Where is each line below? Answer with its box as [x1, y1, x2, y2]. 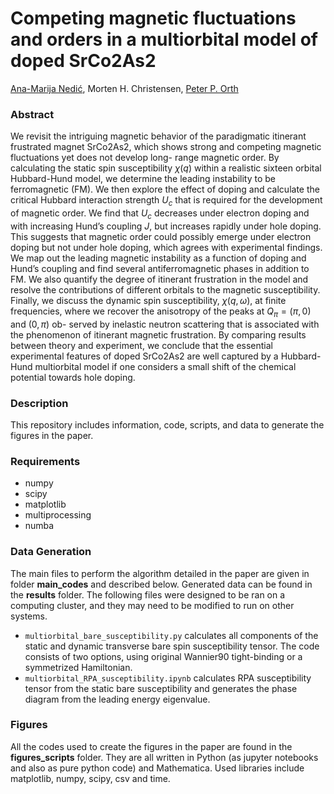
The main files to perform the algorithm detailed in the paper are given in [10, 567, 310, 579]
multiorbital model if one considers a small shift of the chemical [34, 360, 297, 372]
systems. [10, 610, 48, 622]
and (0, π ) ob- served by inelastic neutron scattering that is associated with [10, 318, 320, 330]
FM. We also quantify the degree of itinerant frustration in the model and [10, 273, 309, 285]
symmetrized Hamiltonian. [24, 661, 133, 673]
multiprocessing [24, 509, 92, 521]
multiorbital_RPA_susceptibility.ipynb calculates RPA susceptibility [24, 672, 312, 684]
